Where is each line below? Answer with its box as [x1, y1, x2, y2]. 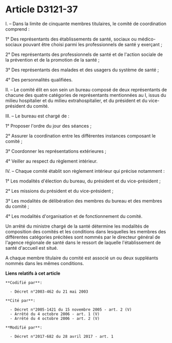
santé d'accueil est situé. [5, 245, 58, 251]
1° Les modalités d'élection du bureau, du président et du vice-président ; [5, 178, 161, 184]
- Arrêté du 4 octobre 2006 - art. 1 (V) [10, 311, 100, 316]
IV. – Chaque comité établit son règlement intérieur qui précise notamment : [5, 168, 165, 174]
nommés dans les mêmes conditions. [5, 260, 84, 266]
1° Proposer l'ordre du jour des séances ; [5, 123, 92, 129]
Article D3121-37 [5, 4, 78, 15]
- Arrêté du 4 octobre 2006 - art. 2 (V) [10, 316, 100, 321]
